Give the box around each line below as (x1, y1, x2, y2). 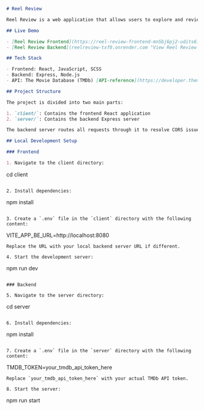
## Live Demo (6, 27, 39, 33)
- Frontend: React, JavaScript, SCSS (6, 66, 102, 72)
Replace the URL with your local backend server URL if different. (6, 243, 181, 249)
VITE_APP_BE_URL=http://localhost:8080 (6, 231, 109, 239)
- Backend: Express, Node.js (6, 72, 80, 78)
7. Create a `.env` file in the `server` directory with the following (6, 347, 191, 354)
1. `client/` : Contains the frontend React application (6, 110, 151, 117)
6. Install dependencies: (6, 319, 72, 326)
